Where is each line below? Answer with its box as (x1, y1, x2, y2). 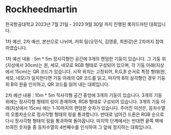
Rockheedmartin (5, 4, 78, 15)
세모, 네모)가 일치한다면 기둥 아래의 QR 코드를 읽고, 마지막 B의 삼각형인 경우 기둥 (5, 75, 166, 81)
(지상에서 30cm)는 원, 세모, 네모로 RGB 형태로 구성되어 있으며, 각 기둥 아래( (5, 62, 156, 68)
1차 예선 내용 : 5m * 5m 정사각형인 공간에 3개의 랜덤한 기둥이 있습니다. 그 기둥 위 (5, 55, 166, 62)
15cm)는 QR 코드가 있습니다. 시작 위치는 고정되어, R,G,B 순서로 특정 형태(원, (14, 68, 166, 75)
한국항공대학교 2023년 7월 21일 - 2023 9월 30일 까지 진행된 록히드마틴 (5, 21, 148, 27)
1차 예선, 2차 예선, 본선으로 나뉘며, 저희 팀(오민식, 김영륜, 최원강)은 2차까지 (5, 38, 155, 44)
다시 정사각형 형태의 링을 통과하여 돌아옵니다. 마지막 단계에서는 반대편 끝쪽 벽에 (5, 118, 163, 124)
